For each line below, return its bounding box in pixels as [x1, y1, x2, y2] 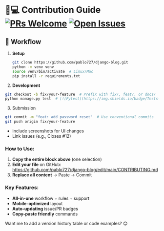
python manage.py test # [5, 96, 58, 101]
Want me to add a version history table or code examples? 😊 [5, 220, 128, 226]
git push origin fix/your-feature [5, 119, 76, 124]
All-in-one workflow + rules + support [12, 195, 90, 201]
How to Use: [5, 145, 35, 152]
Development [12, 82, 41, 88]
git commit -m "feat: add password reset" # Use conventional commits [5, 115, 154, 120]
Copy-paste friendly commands [12, 211, 78, 217]
